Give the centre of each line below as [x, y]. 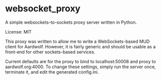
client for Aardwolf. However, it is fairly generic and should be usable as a [80, 46]
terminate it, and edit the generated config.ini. [52, 72]
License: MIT [18, 32]
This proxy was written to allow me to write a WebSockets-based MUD [78, 41]
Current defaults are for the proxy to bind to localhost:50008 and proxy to [80, 61]
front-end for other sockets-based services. [50, 52]
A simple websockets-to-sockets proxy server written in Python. [71, 22]
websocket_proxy [43, 9]
